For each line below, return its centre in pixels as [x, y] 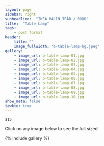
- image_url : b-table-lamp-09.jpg [49, 92]
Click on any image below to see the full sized [52, 128]
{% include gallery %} [27, 138]
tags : [11, 28]
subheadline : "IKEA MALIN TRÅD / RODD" [47, 19]
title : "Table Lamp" [27, 23]
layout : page [18, 10]
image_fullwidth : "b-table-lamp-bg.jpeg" [57, 46]
